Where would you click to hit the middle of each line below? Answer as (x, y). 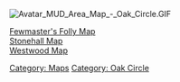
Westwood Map (39, 50)
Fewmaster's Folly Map (52, 31)
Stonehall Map (36, 41)
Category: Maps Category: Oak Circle (79, 68)
